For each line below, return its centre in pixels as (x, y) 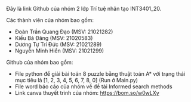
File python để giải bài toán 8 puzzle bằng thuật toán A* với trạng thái (100, 74)
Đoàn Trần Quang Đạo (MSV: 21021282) (64, 32)
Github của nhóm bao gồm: (40, 62)
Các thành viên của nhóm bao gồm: (50, 20)
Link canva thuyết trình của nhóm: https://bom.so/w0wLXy (87, 93)
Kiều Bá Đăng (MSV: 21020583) (54, 38)
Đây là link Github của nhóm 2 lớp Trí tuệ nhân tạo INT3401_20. (84, 9)
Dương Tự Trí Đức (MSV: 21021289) (58, 44)
